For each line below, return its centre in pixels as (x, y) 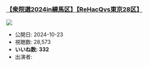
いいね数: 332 (32, 49)
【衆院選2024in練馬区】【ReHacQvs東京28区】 (74, 9)
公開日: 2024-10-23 (39, 34)
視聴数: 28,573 (33, 42)
